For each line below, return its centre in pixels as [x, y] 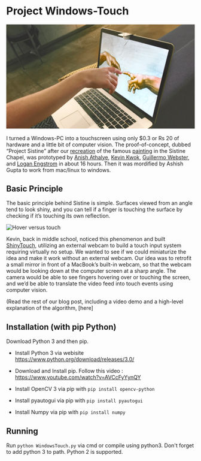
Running [22, 431]
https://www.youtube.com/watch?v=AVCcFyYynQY [78, 377]
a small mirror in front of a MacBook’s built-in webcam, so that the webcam [99, 264]
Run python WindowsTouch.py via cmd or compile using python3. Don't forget [100, 445]
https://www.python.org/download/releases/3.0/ [74, 359]
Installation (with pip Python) [61, 327]
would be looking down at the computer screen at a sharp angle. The [91, 271]
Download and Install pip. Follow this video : [69, 371]
